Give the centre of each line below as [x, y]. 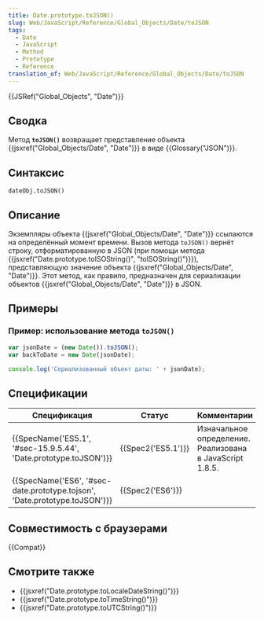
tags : [17, 30]
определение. [224, 438]
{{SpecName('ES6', [48, 481]
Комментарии [225, 416]
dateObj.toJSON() [37, 191]
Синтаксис [36, 172]
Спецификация [62, 416]
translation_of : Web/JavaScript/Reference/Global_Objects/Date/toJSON [126, 74]
